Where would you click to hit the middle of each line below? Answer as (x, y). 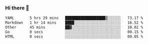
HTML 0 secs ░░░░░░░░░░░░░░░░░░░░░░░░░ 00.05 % (74, 37)
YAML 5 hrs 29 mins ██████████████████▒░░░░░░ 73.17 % (74, 18)
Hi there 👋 (17, 8)
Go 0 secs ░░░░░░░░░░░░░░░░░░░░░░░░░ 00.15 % (74, 32)
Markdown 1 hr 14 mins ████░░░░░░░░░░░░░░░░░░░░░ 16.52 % (74, 23)
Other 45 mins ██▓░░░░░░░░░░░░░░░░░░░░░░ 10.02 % (74, 27)
